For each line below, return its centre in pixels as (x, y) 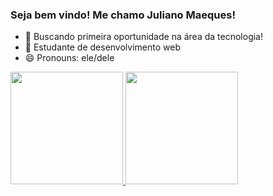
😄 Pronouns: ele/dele (69, 58)
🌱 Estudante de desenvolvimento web (102, 47)
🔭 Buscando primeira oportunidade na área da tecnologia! (144, 37)
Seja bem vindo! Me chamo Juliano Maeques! (123, 15)
